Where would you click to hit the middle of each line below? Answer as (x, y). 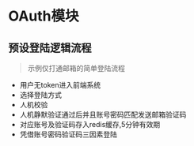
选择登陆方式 (40, 95)
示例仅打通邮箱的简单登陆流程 (76, 68)
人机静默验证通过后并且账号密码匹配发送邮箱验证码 (103, 114)
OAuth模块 (44, 16)
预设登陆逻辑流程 (50, 48)
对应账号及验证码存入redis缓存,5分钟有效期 (90, 124)
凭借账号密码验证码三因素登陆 (68, 134)
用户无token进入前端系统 (60, 85)
